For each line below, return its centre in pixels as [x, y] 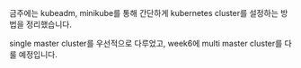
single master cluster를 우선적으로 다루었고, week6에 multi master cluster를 [146, 43]
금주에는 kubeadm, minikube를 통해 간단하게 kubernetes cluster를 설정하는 [144, 13]
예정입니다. [38, 55]
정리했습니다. [49, 24]
